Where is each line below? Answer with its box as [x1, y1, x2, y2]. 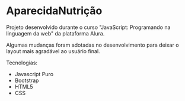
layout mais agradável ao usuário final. [6, 47, 100, 54]
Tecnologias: [6, 59, 37, 66]
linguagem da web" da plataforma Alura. [6, 30, 105, 37]
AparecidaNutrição [6, 4, 103, 18]
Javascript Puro [14, 70, 54, 77]
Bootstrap [14, 77, 39, 84]
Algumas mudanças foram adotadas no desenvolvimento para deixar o [6, 41, 179, 48]
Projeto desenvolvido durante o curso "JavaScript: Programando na [6, 24, 171, 31]
